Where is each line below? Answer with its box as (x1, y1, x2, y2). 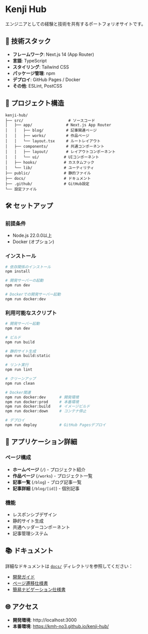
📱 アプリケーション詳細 (5, 438, 78, 446)
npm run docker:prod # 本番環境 (5, 399, 79, 404)
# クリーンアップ (5, 376, 36, 381)
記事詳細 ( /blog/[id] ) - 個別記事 (12, 485, 80, 491)
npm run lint (5, 367, 33, 372)
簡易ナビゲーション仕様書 (12, 586, 66, 592)
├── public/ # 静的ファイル (5, 170, 91, 176)
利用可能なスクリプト (5, 309, 57, 316)
